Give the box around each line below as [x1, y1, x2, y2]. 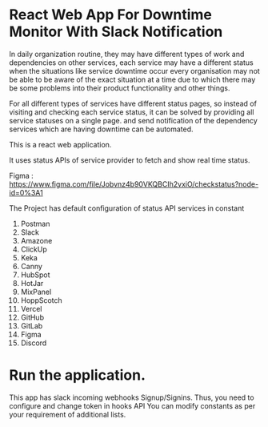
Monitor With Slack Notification [9, 22, 223, 41]
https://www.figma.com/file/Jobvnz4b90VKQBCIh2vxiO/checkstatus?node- [9, 179, 259, 189]
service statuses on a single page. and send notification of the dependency [9, 115, 258, 125]
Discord [20, 338, 47, 348]
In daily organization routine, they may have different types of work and [9, 49, 245, 58]
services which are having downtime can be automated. [9, 124, 194, 134]
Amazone [20, 236, 53, 245]
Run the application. [9, 366, 146, 385]
